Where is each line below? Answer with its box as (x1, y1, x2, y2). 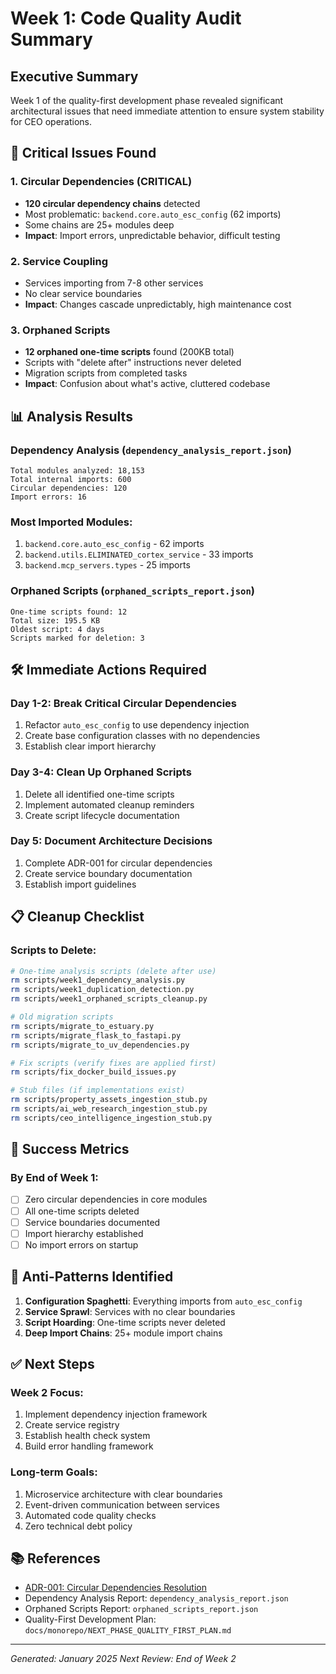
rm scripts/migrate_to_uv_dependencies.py (10, 1040, 190, 1050)
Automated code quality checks (24, 1509, 157, 1521)
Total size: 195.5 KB (10, 615, 101, 626)
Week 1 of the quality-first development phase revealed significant (10, 95, 284, 106)
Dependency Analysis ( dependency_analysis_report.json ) (10, 443, 292, 457)
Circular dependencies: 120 (10, 483, 128, 493)
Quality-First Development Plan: (24, 1613, 157, 1626)
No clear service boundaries (24, 287, 143, 299)
